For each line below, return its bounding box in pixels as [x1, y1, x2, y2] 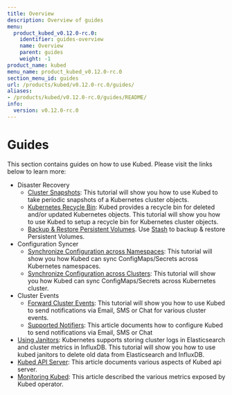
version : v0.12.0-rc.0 [13, 107, 79, 114]
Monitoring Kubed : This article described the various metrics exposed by [17, 372, 226, 380]
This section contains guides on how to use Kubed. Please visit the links [7, 160, 213, 168]
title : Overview [7, 10, 54, 17]
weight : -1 [19, 56, 51, 62]
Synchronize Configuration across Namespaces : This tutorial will [27, 247, 213, 255]
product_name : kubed [7, 62, 67, 69]
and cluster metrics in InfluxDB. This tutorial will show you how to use [17, 343, 216, 351]
